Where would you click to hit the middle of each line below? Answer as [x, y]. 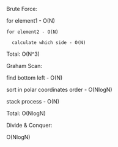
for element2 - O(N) [33, 32]
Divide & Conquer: [29, 125]
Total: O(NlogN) [26, 113]
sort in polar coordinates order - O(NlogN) [59, 89]
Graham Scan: [24, 66]
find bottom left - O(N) [35, 78]
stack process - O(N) [33, 101]
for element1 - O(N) [31, 21]
